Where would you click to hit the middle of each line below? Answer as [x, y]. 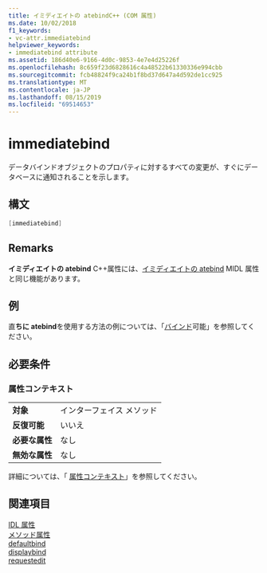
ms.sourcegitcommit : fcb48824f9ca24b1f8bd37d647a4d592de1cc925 [116, 75]
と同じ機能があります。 [47, 278]
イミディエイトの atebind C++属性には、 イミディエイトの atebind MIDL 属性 [134, 269]
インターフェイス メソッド [109, 410]
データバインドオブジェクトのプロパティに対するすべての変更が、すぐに [126, 167]
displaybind [27, 551]
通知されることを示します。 [88, 177]
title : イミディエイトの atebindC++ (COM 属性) [82, 16]
